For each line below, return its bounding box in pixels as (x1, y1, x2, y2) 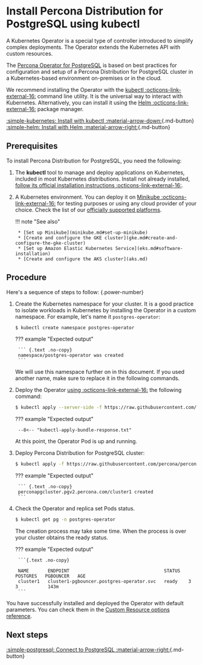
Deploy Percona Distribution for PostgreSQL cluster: (14, 449, 145, 457)
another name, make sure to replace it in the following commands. (14, 374, 180, 382)
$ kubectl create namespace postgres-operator (14, 324, 135, 330)
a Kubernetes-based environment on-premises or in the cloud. (6, 74, 162, 82)
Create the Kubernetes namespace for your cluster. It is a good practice (14, 300, 194, 307)
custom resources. (6, 50, 53, 57)
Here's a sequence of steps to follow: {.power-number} (6, 288, 144, 295)
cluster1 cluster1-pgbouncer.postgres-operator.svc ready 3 (18, 579, 192, 585)
